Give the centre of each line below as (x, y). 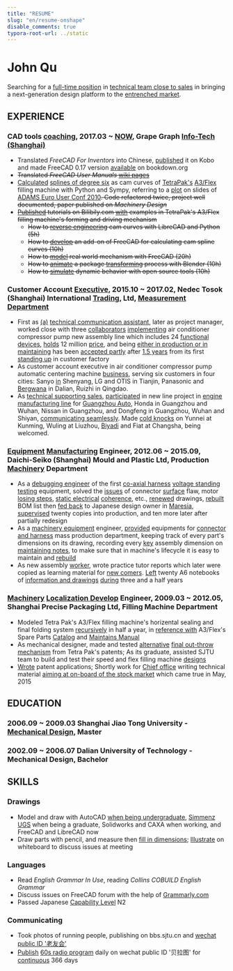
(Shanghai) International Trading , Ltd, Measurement (97, 298)
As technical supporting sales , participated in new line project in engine (120, 396)
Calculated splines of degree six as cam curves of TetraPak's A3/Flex (117, 182)
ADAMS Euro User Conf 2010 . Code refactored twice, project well (111, 197)
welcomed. (33, 433)
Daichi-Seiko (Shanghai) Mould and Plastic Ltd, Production (108, 460)
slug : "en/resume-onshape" (46, 20)
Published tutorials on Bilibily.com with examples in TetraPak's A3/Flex (118, 212)
